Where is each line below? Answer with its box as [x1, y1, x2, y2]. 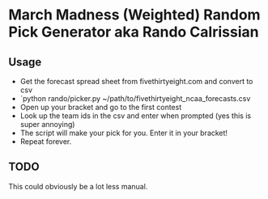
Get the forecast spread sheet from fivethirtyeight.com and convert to [19, 77, 253, 86]
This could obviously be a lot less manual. [8, 181, 148, 191]
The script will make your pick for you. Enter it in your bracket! [19, 128, 228, 138]
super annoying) [19, 120, 75, 129]
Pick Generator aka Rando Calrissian [8, 23, 259, 41]
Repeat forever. [19, 137, 72, 146]
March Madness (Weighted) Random [8, 6, 261, 24]
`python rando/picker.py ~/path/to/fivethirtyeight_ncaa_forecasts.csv [19, 94, 251, 103]
